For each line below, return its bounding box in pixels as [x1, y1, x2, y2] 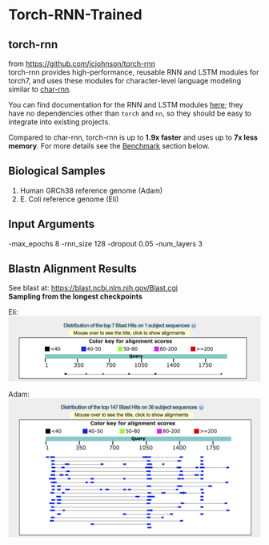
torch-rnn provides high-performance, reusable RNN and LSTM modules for [8, 67, 259, 77]
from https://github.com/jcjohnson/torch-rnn [8, 59, 156, 68]
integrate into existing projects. [8, 117, 110, 126]
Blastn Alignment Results [8, 262, 138, 276]
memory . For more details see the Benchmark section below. [8, 141, 210, 150]
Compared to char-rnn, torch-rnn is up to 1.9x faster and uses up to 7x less [8, 132, 259, 142]
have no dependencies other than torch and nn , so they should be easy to [8, 108, 252, 118]
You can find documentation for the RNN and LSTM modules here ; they [8, 100, 243, 109]
